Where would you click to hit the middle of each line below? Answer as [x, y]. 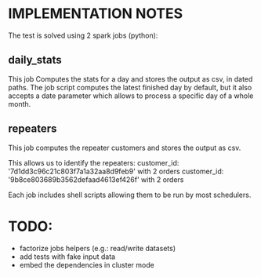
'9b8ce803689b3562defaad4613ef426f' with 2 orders [96, 179]
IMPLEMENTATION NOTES [96, 14]
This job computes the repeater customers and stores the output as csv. [125, 148]
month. [20, 104]
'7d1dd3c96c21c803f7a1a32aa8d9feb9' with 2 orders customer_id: [116, 171]
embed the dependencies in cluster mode [87, 264]
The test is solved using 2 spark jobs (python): [83, 35]
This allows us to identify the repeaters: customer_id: [94, 162]
